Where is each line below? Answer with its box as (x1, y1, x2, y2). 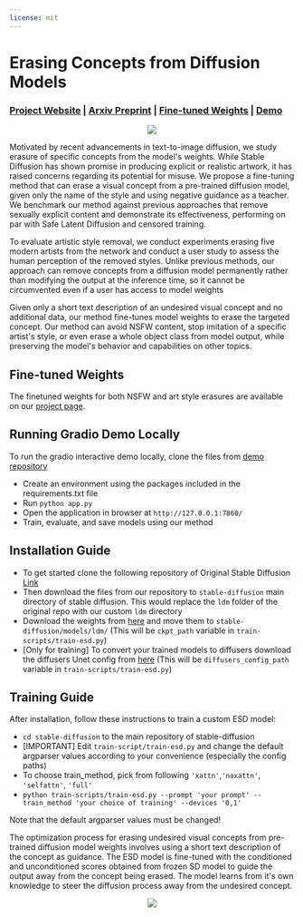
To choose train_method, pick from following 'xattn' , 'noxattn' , (22, 770, 260, 781)
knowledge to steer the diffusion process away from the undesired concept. (9, 881, 293, 892)
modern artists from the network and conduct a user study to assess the (9, 246, 279, 257)
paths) (22, 760, 47, 771)
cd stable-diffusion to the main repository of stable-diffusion (22, 731, 255, 742)
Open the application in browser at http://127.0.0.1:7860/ (22, 507, 243, 518)
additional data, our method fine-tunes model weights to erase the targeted (9, 312, 290, 323)
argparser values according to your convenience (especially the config (22, 750, 287, 762)
